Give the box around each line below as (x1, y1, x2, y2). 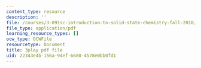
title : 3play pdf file (6, 47, 63, 53)
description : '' (6, 14, 47, 20)
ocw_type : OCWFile (6, 36, 52, 42)
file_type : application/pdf (6, 25, 77, 31)
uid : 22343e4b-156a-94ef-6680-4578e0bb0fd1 (6, 53, 117, 59)
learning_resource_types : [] (6, 31, 79, 37)
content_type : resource (6, 8, 66, 15)
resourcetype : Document (6, 42, 66, 48)
